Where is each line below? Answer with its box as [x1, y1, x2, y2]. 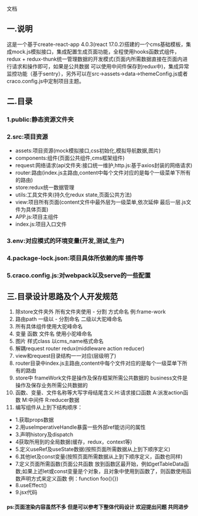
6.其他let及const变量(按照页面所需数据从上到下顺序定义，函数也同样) [15, 453, 183, 460]
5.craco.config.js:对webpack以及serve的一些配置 [6, 271, 151, 279]
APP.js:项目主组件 [15, 214, 58, 221]
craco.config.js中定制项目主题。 [6, 77, 85, 84]
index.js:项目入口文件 [15, 221, 67, 228]
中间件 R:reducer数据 [28, 397, 80, 403]
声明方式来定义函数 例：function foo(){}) [20, 475, 118, 482]
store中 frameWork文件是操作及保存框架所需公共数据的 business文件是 [15, 374, 188, 381]
